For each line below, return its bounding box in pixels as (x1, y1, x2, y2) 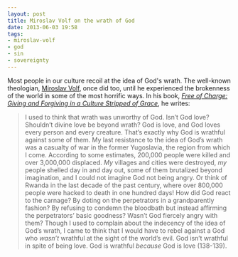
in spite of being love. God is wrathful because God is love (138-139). (24, 241, 227, 250)
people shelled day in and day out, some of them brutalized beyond (24, 165, 222, 174)
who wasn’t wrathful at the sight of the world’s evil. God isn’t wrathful (24, 234, 229, 242)
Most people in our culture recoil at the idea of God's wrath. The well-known (7, 76, 231, 85)
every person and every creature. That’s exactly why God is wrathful (24, 127, 226, 136)
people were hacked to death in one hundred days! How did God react (24, 188, 231, 196)
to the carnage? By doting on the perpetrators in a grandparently (24, 196, 215, 204)
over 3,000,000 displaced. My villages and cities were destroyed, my (24, 158, 227, 167)
